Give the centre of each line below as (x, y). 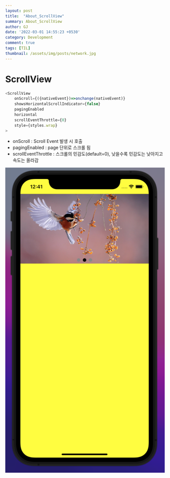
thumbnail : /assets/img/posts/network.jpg (51, 53)
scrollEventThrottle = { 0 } (40, 120)
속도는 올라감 (26, 160)
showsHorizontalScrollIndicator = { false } (57, 104)
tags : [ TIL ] (18, 48)
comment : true (20, 43)
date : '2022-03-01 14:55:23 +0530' (43, 32)
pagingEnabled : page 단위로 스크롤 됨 (52, 148)
